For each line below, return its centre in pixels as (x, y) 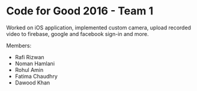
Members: (19, 45)
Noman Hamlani (35, 63)
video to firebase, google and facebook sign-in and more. (77, 34)
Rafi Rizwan (29, 57)
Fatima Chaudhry (36, 76)
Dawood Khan (32, 83)
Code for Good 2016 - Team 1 (80, 11)
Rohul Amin (29, 69)
